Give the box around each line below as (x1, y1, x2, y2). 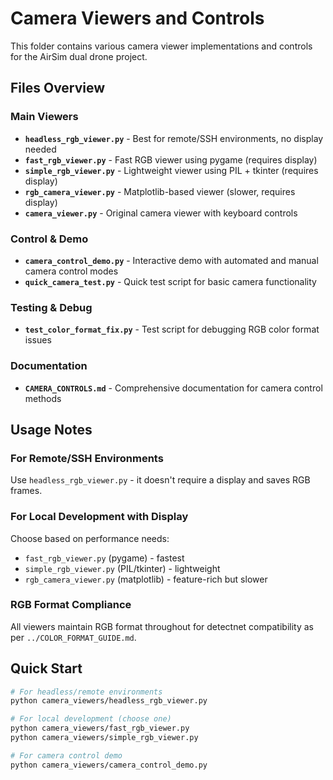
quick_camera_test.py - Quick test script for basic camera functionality (24, 275, 317, 287)
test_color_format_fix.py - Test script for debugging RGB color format (24, 323, 320, 336)
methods (24, 392, 62, 404)
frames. (10, 485, 43, 497)
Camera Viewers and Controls (10, 7, 265, 30)
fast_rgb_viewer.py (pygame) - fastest (24, 552, 185, 564)
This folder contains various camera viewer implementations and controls (10, 40, 313, 52)
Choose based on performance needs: (10, 532, 170, 544)
